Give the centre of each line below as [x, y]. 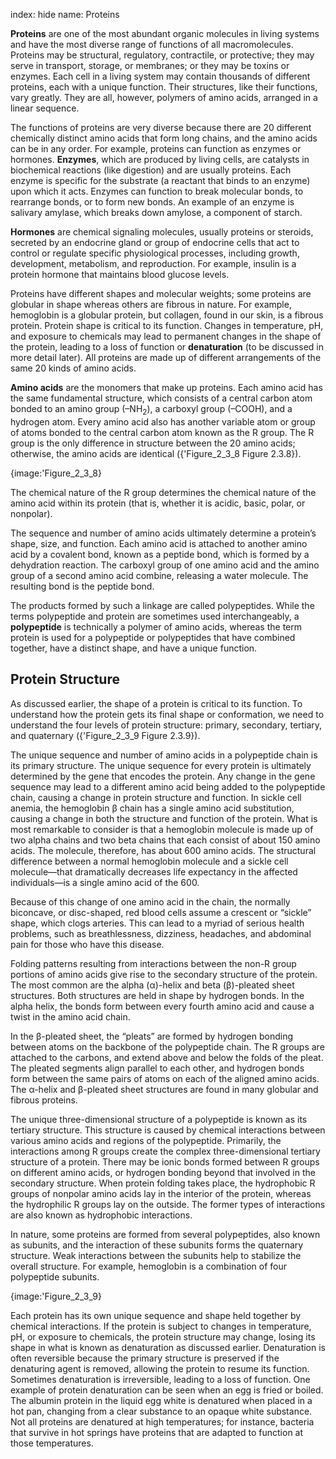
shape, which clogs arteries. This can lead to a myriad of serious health [157, 923]
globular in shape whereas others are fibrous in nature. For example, [151, 304]
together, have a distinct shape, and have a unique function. [134, 648]
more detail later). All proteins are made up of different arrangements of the [166, 357]
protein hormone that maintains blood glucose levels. [120, 274]
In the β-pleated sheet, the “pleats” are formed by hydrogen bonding [152, 1036]
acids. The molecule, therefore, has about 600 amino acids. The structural [163, 850]
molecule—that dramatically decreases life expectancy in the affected [154, 871]
